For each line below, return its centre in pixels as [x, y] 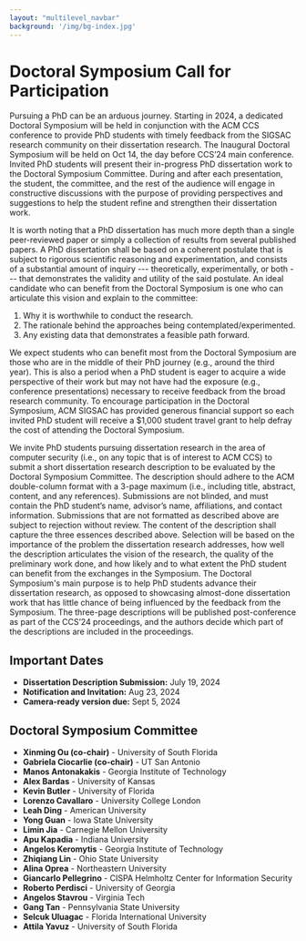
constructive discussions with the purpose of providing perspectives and [147, 193]
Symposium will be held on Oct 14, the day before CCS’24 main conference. [152, 155]
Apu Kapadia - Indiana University [85, 840]
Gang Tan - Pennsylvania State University [101, 907]
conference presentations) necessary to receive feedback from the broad [148, 392]
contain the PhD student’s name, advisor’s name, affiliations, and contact [146, 506]
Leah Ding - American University [84, 811]
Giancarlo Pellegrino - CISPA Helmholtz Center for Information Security [158, 878]
